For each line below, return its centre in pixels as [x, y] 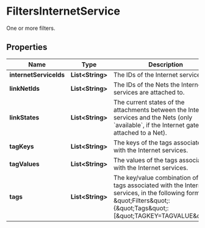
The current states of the [149, 102]
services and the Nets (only [153, 117]
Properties [27, 47]
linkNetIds [25, 88]
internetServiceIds [37, 74]
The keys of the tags [143, 143]
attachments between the [150, 110]
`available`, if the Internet [149, 125]
